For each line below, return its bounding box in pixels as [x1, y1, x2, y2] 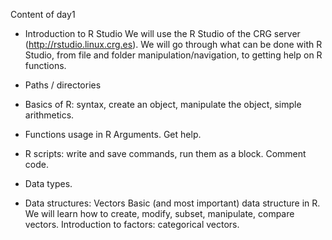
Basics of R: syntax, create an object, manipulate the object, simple [24, 99, 302, 110]
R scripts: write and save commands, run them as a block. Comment [24, 148, 307, 159]
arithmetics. [24, 109, 75, 121]
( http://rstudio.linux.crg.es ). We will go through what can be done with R [24, 39, 323, 50]
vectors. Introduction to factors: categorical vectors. [24, 219, 240, 230]
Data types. [24, 178, 73, 189]
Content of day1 [10, 9, 76, 20]
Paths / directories [24, 79, 102, 91]
